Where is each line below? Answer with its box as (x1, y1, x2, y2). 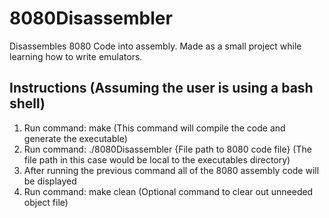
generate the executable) (23, 132, 128, 144)
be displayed (23, 175, 77, 187)
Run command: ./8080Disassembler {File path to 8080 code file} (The (23, 143, 312, 155)
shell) (9, 95, 46, 112)
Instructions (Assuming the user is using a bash (9, 80, 314, 97)
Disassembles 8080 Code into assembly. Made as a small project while (9, 40, 302, 52)
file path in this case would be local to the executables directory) (23, 153, 291, 166)
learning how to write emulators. (9, 50, 143, 62)
